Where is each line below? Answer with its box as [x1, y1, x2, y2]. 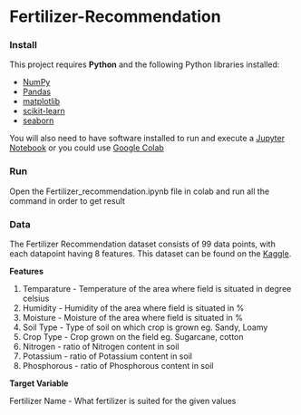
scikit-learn [22, 106, 65, 117]
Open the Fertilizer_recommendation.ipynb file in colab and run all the [9, 186, 270, 197]
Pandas [22, 86, 52, 97]
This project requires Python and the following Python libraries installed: [9, 59, 280, 70]
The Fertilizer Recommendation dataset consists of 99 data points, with [9, 238, 277, 250]
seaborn [22, 115, 54, 126]
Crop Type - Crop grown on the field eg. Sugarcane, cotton [22, 332, 244, 343]
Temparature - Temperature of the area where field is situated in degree [22, 284, 292, 294]
